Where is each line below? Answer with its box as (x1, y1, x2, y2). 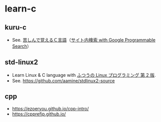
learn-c (5, 3, 36, 15)
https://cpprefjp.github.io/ (12, 111, 66, 117)
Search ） (12, 43, 32, 49)
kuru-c (5, 23, 27, 32)
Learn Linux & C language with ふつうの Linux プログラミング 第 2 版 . (12, 72, 156, 78)
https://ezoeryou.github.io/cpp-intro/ (12, 105, 89, 111)
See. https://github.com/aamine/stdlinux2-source (12, 77, 115, 83)
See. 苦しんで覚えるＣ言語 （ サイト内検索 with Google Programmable (12, 37, 156, 43)
